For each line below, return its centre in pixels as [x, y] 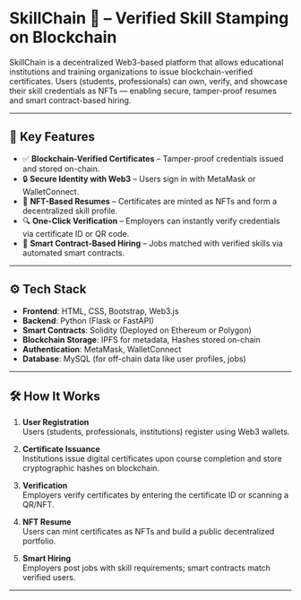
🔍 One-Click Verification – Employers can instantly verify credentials [151, 221]
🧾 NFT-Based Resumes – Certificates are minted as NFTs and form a [150, 201]
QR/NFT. [38, 505]
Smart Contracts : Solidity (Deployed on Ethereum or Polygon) [137, 330]
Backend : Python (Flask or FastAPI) [88, 320]
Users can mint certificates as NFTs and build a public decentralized [148, 532]
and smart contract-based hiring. [70, 100]
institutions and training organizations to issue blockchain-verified [131, 72]
